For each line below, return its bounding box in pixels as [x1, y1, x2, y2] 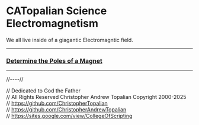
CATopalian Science [6, 4, 107, 18]
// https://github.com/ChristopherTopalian [6, 100, 108, 107]
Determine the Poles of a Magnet [6, 56, 102, 65]
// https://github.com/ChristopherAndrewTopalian [6, 106, 127, 113]
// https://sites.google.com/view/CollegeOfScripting [6, 113, 133, 120]
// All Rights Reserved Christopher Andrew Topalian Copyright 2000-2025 [6, 94, 187, 101]
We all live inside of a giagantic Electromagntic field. [6, 36, 133, 43]
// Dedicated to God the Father [6, 87, 81, 94]
